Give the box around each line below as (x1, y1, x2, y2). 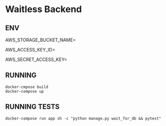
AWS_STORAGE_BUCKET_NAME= (5, 37, 76, 43)
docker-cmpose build (5, 84, 49, 89)
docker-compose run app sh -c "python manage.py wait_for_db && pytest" (5, 116, 161, 121)
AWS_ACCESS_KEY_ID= (5, 47, 56, 52)
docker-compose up (5, 89, 44, 94)
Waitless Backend (5, 4, 82, 15)
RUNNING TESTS (5, 102, 60, 111)
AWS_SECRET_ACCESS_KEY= (5, 56, 67, 62)
